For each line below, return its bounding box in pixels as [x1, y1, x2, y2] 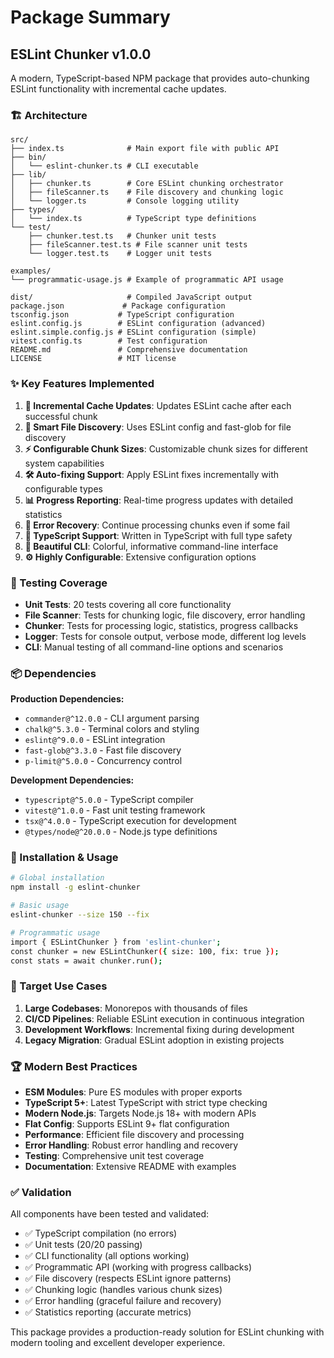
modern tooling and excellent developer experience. [10, 1337, 226, 1349]
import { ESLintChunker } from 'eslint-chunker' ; [10, 937, 222, 947]
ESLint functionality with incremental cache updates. [10, 83, 227, 95]
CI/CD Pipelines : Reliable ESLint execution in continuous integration [24, 1012, 305, 1025]
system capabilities [24, 457, 105, 469]
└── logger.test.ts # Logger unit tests [28, 249, 213, 259]
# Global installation [10, 873, 105, 883]
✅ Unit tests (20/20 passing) [24, 1239, 143, 1251]
